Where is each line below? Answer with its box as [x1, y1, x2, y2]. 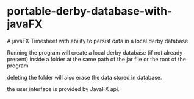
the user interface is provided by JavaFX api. [7, 85, 120, 92]
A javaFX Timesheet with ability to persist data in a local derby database [7, 37, 189, 44]
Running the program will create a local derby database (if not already [7, 49, 183, 56]
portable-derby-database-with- [7, 4, 173, 18]
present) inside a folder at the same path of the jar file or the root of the [7, 55, 187, 63]
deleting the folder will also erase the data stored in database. [7, 73, 162, 81]
